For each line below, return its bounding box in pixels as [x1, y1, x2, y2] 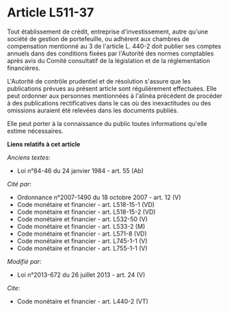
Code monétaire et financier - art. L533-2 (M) [16, 222, 146, 230]
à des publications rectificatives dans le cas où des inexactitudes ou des [7, 99, 211, 107]
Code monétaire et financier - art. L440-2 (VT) [16, 297, 149, 306]
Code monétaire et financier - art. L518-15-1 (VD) [16, 200, 155, 208]
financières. [7, 64, 41, 72]
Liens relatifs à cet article [7, 140, 81, 148]
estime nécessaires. [7, 127, 64, 135]
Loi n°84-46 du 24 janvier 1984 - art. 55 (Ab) [16, 166, 144, 175]
